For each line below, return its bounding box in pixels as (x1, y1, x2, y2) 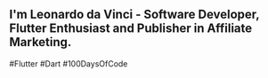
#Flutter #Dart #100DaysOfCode (9, 58, 128, 69)
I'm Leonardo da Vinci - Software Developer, (9, 7, 260, 22)
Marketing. (9, 35, 72, 50)
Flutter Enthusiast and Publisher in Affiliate (9, 21, 253, 36)
